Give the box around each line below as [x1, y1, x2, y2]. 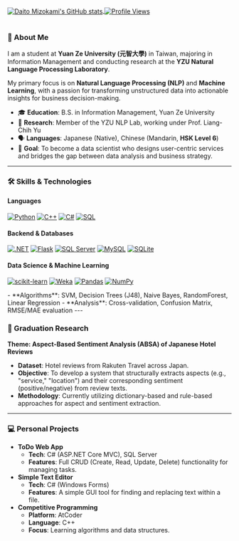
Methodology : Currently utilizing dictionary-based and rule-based [17, 391, 213, 400]
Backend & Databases [7, 229, 74, 237]
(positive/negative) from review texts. [17, 384, 128, 392]
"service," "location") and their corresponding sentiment [17, 376, 184, 384]
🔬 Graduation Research [7, 323, 89, 333]
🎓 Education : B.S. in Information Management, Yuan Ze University [17, 107, 215, 116]
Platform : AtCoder [28, 511, 83, 520]
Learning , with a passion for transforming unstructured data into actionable [7, 86, 229, 95]
